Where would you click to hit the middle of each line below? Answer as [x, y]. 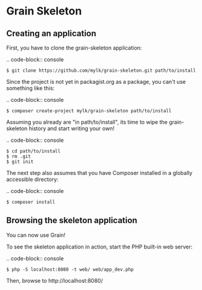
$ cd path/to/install [34, 151]
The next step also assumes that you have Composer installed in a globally [99, 173]
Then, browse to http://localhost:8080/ [55, 280]
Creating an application [51, 33]
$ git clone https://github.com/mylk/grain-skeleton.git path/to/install [101, 71]
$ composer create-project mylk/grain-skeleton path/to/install [89, 111]
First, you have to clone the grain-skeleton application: [74, 48]
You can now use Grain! [36, 235]
